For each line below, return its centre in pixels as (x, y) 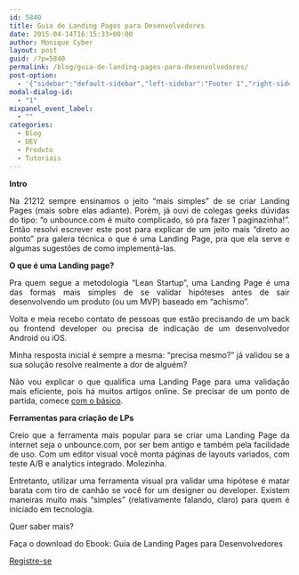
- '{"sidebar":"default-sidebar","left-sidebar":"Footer (125, 84)
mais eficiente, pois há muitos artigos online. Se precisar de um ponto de (149, 391)
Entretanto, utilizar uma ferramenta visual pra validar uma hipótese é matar (149, 481)
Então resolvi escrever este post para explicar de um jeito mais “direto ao (149, 229)
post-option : (33, 76)
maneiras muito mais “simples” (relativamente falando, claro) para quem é (149, 499)
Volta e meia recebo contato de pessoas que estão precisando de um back (149, 319)
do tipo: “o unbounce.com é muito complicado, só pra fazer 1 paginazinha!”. (149, 220)
